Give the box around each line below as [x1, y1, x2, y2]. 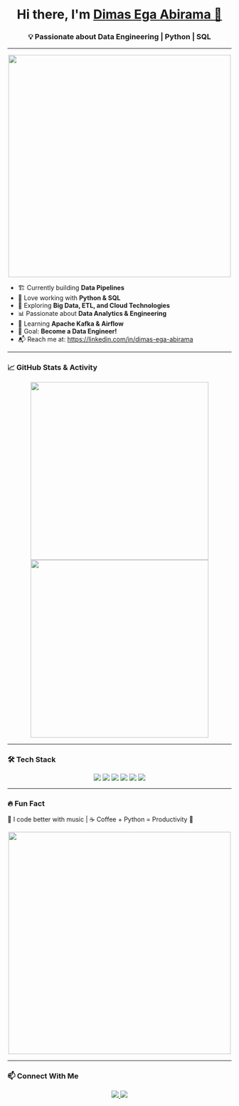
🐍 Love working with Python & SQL [17, 294, 121, 302]
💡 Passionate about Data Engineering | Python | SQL [28, 32, 211, 42]
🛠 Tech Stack [7, 754, 56, 764]
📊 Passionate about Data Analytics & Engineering [17, 309, 167, 318]
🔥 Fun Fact [7, 799, 45, 808]
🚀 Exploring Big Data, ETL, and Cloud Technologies [17, 302, 171, 310]
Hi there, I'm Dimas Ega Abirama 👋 [16, 6, 223, 23]
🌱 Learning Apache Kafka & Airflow [17, 319, 124, 328]
